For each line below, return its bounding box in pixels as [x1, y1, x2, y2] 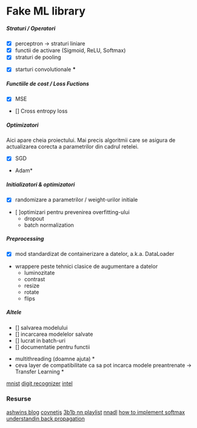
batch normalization [24, 221, 75, 229]
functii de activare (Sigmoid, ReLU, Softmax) [15, 47, 126, 54]
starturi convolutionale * [15, 65, 76, 73]
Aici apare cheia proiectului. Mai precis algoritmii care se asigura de [6, 136, 176, 144]
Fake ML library [6, 4, 86, 18]
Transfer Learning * [15, 368, 65, 375]
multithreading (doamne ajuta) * [15, 355, 95, 362]
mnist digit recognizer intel [6, 380, 73, 387]
